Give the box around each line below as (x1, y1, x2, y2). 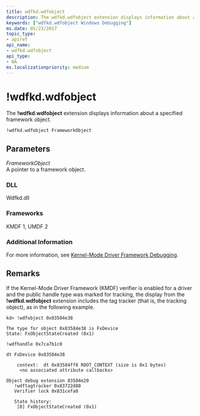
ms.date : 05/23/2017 (6, 25, 58, 32)
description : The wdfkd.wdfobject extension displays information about (6, 14, 190, 20)
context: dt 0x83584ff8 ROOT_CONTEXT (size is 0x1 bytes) (17, 362, 167, 368)
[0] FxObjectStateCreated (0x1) (17, 403, 97, 409)
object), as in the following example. (6, 303, 95, 310)
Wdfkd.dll (6, 195, 30, 202)
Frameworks (6, 209, 43, 218)
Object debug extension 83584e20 (6, 377, 89, 384)
